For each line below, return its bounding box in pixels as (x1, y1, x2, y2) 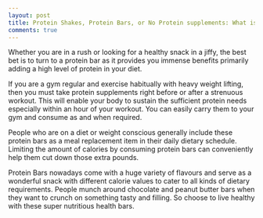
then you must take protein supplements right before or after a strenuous (8, 88, 243, 97)
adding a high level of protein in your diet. (8, 64, 142, 74)
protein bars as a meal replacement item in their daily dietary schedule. (8, 136, 237, 146)
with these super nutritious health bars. (8, 202, 135, 211)
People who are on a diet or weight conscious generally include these (8, 128, 233, 137)
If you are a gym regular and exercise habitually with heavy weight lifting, (8, 79, 244, 89)
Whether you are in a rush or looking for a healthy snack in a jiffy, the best (8, 48, 247, 57)
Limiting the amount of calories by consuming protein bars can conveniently (8, 144, 254, 154)
